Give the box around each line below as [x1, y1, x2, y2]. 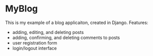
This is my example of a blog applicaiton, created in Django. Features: [5, 19, 149, 25]
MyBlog [5, 3, 38, 14]
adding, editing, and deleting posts [12, 29, 84, 35]
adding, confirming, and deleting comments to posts [12, 34, 121, 40]
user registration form [12, 39, 57, 45]
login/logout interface [12, 45, 57, 51]
